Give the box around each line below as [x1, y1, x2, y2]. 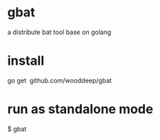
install [7, 53, 45, 69]
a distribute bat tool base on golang [7, 28, 112, 36]
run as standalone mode [7, 101, 154, 117]
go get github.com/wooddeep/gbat [7, 76, 112, 85]
